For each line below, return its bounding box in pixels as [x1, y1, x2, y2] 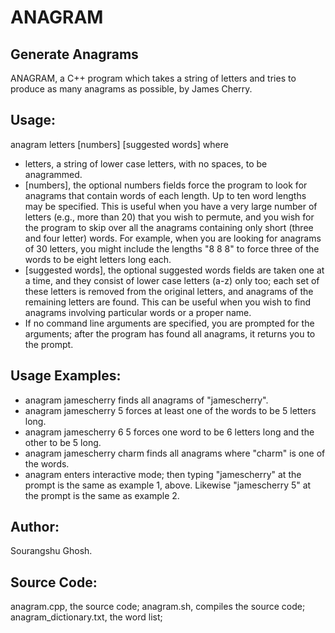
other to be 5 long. [24, 436, 102, 448]
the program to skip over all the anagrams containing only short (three [24, 221, 314, 233]
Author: [10, 519, 60, 536]
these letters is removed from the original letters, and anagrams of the [24, 285, 314, 297]
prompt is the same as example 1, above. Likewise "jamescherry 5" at [24, 479, 312, 491]
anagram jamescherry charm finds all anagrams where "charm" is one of [24, 447, 326, 459]
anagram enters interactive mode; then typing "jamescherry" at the [24, 468, 302, 480]
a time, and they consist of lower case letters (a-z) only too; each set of [24, 274, 320, 286]
